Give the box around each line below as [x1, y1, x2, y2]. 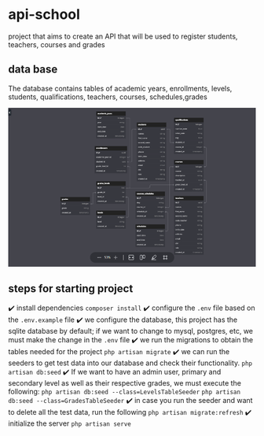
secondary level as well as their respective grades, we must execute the [8, 379, 242, 388]
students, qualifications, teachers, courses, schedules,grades [8, 92, 208, 102]
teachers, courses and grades [8, 39, 105, 49]
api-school [8, 6, 81, 24]
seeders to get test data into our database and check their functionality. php [8, 358, 253, 368]
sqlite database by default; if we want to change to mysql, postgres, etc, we [8, 327, 254, 336]
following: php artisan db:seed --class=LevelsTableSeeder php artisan [8, 387, 241, 397]
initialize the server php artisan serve [8, 419, 131, 428]
